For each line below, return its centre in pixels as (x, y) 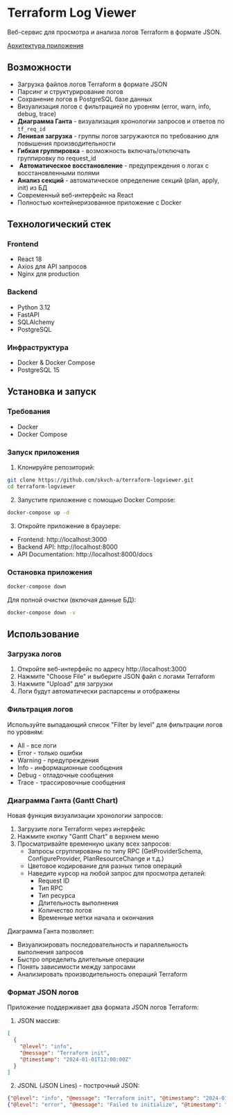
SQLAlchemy (36, 322)
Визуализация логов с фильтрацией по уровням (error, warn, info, (114, 106)
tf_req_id (32, 129)
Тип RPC (51, 888)
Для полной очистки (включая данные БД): (72, 600)
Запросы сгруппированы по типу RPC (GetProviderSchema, (115, 851)
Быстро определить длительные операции (80, 959)
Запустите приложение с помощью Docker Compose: (96, 499)
